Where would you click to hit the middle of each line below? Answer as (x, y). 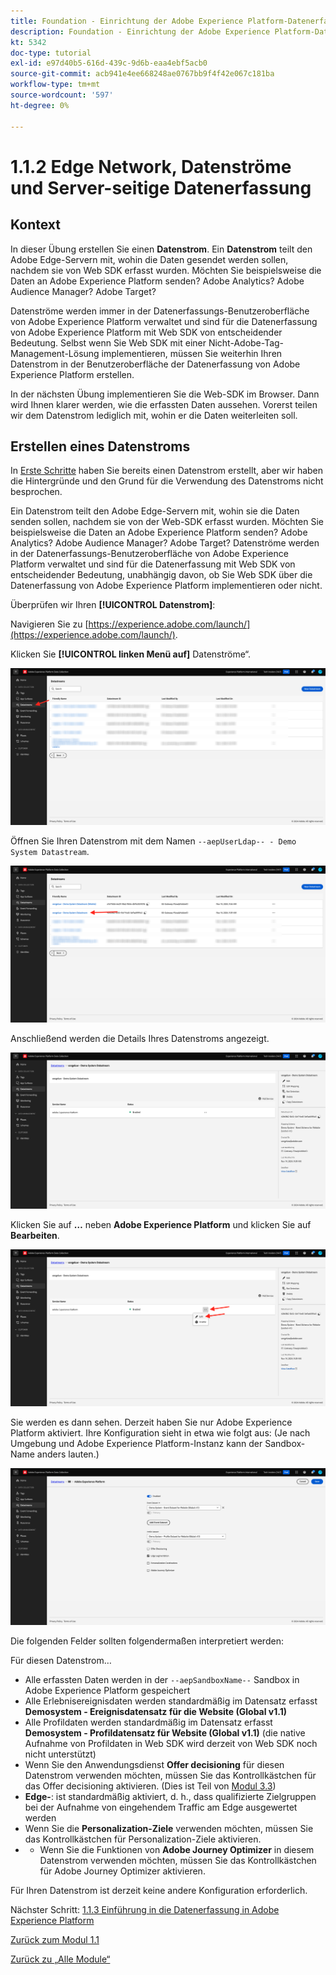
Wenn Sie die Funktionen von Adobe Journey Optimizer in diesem (177, 1850)
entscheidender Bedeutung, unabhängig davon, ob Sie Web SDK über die (161, 575)
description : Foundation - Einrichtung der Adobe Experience (140, 31)
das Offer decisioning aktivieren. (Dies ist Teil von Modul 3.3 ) (150, 1786)
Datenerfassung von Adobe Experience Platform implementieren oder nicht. (166, 586)
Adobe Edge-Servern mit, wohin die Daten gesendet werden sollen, (149, 259)
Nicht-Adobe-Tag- (246, 342)
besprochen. (36, 492)
